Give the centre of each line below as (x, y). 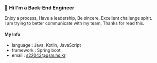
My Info (12, 34)
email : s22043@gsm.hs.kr (39, 55)
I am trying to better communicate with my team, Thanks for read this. (74, 23)
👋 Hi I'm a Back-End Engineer (40, 8)
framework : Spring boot (36, 50)
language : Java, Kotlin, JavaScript (46, 45)
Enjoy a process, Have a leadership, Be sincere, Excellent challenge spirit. (78, 18)
